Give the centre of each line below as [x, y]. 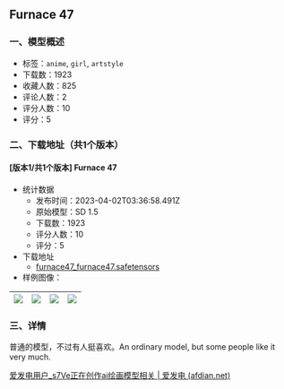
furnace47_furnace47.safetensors [97, 266]
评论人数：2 [44, 97]
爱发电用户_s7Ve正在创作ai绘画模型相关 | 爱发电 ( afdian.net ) [120, 376]
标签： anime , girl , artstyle [73, 63]
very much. [30, 357]
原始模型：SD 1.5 [67, 212]
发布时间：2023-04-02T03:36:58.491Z [108, 200]
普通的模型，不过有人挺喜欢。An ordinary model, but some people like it [142, 347]
